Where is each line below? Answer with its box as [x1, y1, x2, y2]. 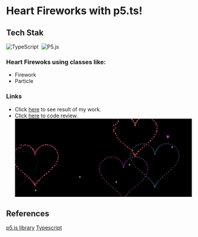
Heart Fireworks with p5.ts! [6, 4, 143, 18]
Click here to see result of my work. [14, 106, 101, 113]
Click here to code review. [14, 112, 78, 119]
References [6, 208, 49, 219]
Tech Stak [6, 28, 44, 38]
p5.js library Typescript [6, 224, 62, 231]
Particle [14, 78, 34, 85]
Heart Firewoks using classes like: [6, 58, 106, 66]
